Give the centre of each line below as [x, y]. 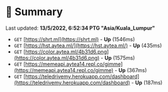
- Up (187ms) [147, 82]
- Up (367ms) [131, 70]
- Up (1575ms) [118, 58]
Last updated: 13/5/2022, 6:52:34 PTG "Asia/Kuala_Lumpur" [80, 28]
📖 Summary [34, 12]
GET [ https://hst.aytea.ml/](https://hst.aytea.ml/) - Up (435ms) [88, 45]
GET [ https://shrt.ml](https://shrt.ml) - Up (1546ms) [74, 39]
